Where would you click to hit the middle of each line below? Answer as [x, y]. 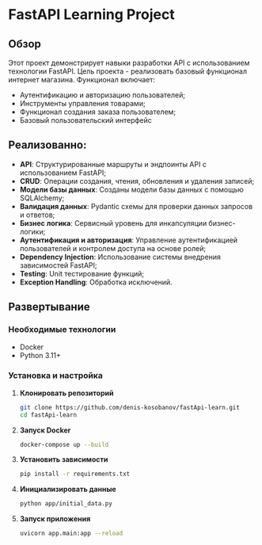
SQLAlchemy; [42, 198]
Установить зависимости [64, 459]
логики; [32, 231]
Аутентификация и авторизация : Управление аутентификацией [129, 240]
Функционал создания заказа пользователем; [98, 112]
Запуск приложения [55, 519]
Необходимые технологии [62, 330]
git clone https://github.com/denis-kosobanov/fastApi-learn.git [129, 407]
